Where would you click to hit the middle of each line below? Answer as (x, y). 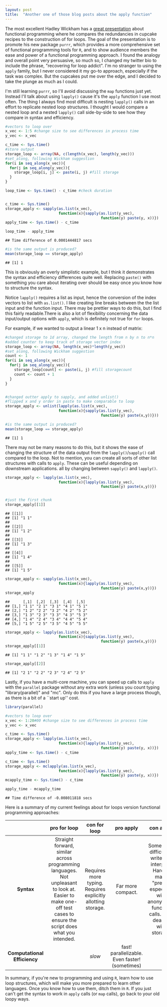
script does (64, 926)
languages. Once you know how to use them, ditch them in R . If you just (78, 988)
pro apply (126, 828)
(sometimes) (126, 965)
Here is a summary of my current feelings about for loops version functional (83, 807)
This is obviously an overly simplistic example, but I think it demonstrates (80, 272)
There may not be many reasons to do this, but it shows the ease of (74, 447)
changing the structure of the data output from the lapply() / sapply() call (80, 453)
